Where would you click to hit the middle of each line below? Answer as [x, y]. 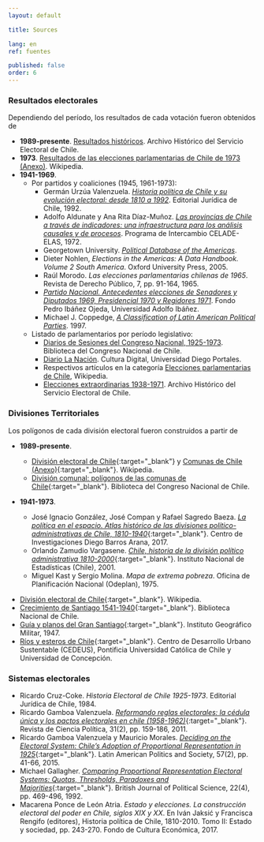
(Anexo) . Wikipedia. [52, 167]
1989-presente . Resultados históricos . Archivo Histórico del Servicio [132, 141]
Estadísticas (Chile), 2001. [74, 567]
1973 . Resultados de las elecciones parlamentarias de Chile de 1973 [130, 158]
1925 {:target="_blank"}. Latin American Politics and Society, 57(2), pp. [134, 754]
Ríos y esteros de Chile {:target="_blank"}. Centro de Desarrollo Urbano [135, 641]
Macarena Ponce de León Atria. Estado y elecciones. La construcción [133, 804]
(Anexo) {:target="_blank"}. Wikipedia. [93, 470]
